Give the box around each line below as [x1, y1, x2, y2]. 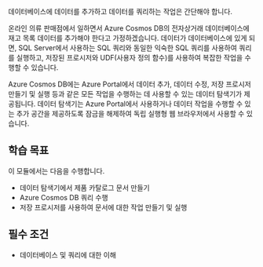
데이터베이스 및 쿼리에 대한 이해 [19, 250, 116, 259]
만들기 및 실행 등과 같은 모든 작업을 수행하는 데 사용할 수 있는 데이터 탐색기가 [8, 90, 243, 98]
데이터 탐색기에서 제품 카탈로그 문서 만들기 [19, 183, 151, 192]
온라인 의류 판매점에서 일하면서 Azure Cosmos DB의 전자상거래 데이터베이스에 [8, 24, 250, 33]
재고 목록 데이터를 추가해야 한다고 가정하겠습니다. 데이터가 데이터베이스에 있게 [8, 34, 247, 42]
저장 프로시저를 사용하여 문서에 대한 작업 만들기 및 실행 [19, 203, 188, 212]
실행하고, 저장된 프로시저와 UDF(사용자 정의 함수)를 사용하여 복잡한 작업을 [16, 53, 243, 62]
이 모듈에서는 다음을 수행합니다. [8, 166, 105, 175]
